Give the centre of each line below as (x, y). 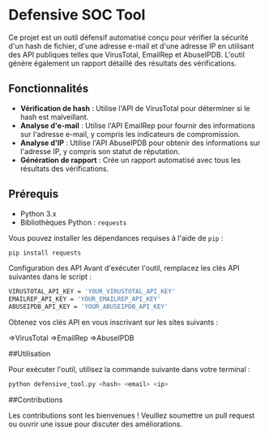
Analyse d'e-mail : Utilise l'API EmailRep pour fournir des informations (137, 125)
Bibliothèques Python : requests (73, 222)
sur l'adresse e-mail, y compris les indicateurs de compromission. (130, 134)
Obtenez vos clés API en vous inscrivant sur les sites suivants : (113, 323)
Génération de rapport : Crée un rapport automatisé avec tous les (130, 160)
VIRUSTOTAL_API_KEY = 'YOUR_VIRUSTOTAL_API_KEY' (92, 292)
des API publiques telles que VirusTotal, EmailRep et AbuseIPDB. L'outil (127, 54)
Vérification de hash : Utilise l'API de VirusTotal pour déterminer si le (135, 108)
